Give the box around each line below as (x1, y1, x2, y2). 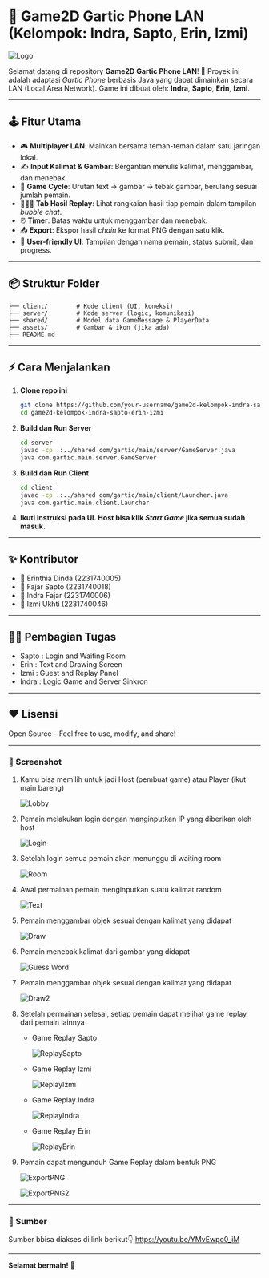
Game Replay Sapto (31, 1033, 98, 1043)
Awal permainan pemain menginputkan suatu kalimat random (19, 885, 222, 895)
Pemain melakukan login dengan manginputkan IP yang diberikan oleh (19, 814, 252, 824)
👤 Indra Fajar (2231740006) (19, 591, 110, 601)
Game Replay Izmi (31, 1064, 92, 1074)
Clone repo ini (19, 386, 68, 395)
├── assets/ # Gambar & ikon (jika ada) (8, 323, 171, 331)
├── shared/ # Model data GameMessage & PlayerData (8, 316, 210, 324)
